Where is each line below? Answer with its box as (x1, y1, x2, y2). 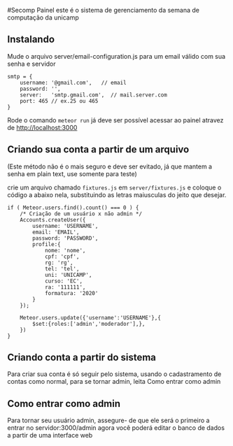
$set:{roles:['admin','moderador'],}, (32, 320, 146, 327)
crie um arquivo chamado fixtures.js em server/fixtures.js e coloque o (7, 183, 222, 192)
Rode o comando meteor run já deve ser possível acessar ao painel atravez (7, 115, 224, 124)
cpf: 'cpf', (44, 253, 80, 260)
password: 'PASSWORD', (32, 234, 99, 242)
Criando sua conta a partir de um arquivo (7, 143, 190, 156)
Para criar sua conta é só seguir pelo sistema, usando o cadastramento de (7, 370, 222, 378)
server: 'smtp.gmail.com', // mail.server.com (20, 91, 168, 99)
